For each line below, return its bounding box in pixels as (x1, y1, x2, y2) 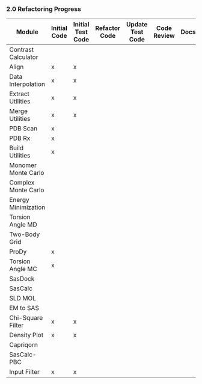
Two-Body (9, 230, 40, 239)
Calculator (9, 53, 38, 61)
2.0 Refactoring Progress (6, 5, 81, 13)
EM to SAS (9, 304, 39, 312)
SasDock (9, 275, 35, 283)
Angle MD (9, 221, 37, 229)
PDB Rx (9, 134, 31, 142)
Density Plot (9, 331, 44, 340)
